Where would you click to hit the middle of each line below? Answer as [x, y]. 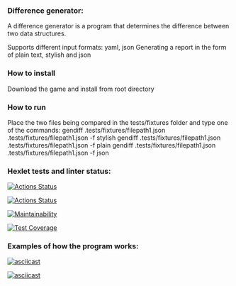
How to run [27, 107]
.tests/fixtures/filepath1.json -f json [58, 153]
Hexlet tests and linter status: [59, 171]
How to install [31, 73]
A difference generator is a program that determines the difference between [118, 26]
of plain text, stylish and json [49, 55]
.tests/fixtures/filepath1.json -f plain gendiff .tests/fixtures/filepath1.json [112, 145]
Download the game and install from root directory [81, 89]
